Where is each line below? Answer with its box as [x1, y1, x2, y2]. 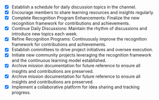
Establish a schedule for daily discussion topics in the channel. [11, 4, 136, 10]
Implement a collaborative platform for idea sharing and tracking [11, 84, 140, 90]
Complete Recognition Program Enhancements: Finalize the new [11, 15, 140, 21]
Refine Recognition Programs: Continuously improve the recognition [11, 36, 147, 42]
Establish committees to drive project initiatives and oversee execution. [11, 47, 153, 53]
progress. [11, 89, 31, 95]
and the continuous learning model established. [11, 57, 107, 63]
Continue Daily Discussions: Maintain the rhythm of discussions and [11, 26, 147, 31]
